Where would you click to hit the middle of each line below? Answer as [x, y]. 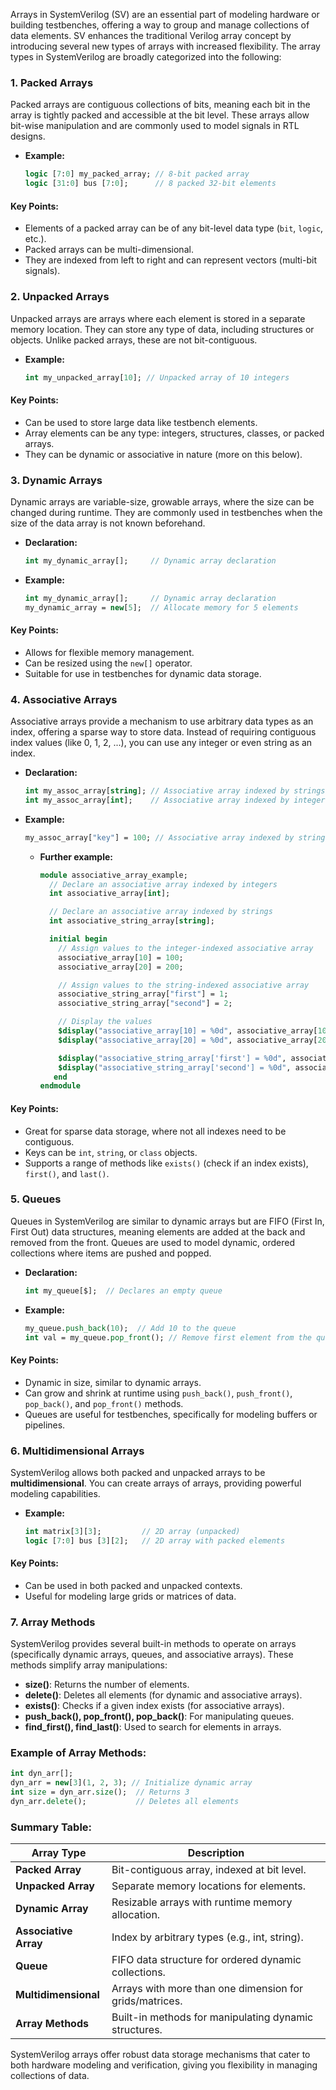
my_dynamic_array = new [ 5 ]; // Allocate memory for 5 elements [161, 607]
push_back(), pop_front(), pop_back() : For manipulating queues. [159, 1716]
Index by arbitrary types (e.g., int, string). [207, 1937]
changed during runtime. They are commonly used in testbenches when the [166, 512]
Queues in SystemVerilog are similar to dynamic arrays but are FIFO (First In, [167, 1221]
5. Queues [36, 1199]
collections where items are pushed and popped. [111, 1253]
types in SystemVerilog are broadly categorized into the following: [146, 57]
